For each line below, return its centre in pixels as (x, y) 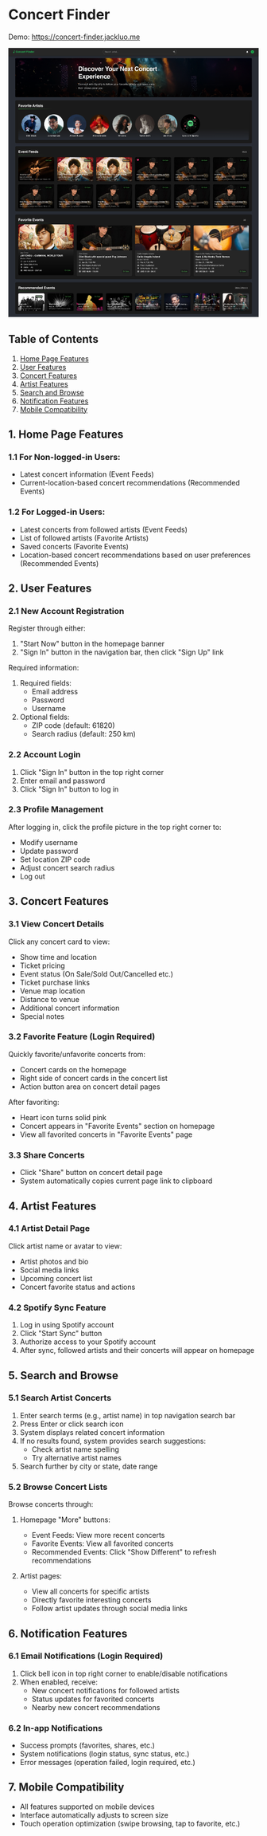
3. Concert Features (59, 901)
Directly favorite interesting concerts (91, 1600)
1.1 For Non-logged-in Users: (64, 457)
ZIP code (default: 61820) (73, 725)
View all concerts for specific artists (90, 1591)
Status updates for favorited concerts (93, 1699)
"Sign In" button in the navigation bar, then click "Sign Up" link (122, 652)
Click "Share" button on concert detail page (91, 1173)
